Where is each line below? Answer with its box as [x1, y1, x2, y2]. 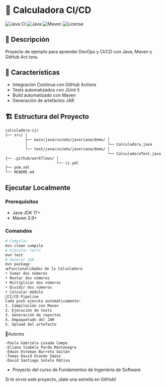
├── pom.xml [5, 165, 30, 170]
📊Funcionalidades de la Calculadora [5, 266, 83, 272]
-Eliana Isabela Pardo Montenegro [5, 345, 77, 350]
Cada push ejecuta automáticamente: [5, 298, 81, 304]
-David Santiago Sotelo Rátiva [5, 358, 70, 363]
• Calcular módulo [5, 290, 43, 294]
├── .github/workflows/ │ [5, 156, 59, 161]
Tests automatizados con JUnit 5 [12, 87, 80, 93]
